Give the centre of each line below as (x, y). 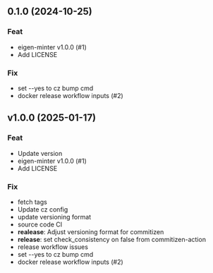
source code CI (40, 224)
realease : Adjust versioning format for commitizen (91, 231)
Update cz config (43, 209)
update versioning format (54, 217)
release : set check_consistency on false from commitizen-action (112, 239)
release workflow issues (53, 247)
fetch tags (32, 202)
